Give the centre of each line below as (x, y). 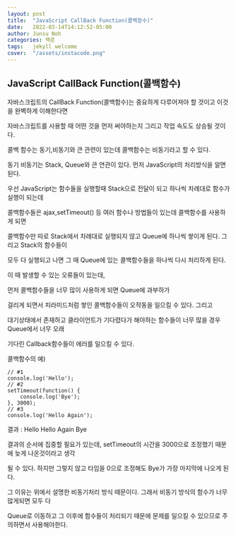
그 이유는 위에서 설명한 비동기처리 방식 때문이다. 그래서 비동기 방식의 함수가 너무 (118, 492)
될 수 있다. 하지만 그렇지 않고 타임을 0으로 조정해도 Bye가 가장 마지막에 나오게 (114, 468)
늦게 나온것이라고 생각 (45, 453)
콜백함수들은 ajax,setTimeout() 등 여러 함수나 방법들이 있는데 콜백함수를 (107, 212)
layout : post (26, 14)
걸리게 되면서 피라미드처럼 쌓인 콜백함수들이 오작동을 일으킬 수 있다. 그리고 (110, 305)
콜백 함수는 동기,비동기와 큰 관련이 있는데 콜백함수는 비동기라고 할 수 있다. (109, 150)
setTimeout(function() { (44, 390)
